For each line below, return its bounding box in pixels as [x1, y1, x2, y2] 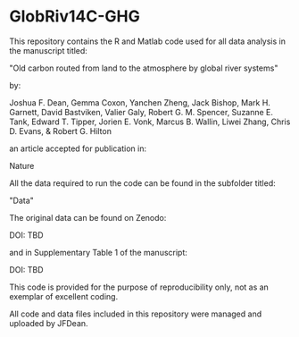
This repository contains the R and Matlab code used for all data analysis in [9, 36, 287, 46]
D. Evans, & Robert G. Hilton [9, 125, 112, 136]
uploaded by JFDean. [9, 317, 88, 328]
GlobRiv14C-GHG [9, 6, 140, 27]
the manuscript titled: [9, 45, 87, 55]
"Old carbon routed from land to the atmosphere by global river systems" [9, 63, 278, 73]
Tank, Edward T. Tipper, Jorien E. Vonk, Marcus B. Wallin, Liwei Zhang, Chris [9, 116, 291, 127]
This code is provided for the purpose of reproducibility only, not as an [9, 282, 270, 292]
